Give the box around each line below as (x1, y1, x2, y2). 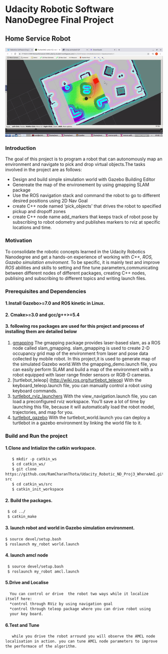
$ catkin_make (7, 514, 37, 519)
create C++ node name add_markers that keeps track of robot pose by (12, 214, 158, 220)
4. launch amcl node (5, 552, 48, 558)
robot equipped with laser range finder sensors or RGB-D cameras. (12, 371, 151, 378)
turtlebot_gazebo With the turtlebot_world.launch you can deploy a (12, 414, 150, 420)
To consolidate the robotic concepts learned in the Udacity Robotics (5, 248, 145, 254)
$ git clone (11, 466, 37, 472)
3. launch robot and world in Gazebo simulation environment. (5, 524, 135, 531)
